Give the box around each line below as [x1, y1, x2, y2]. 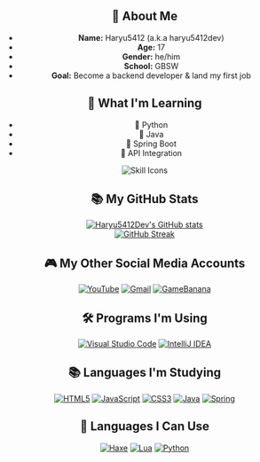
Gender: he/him [122, 51, 181, 62]
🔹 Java [138, 129, 164, 139]
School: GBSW [123, 60, 179, 71]
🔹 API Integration [120, 147, 183, 158]
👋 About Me [111, 9, 178, 24]
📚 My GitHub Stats [91, 192, 199, 207]
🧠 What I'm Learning [87, 96, 202, 111]
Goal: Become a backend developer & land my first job [51, 70, 251, 81]
